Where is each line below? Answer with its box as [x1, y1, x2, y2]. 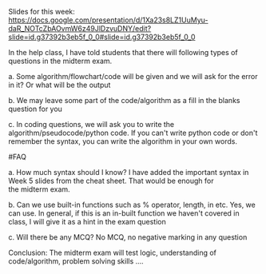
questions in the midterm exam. [8, 56, 113, 66]
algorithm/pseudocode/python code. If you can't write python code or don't [8, 128, 258, 137]
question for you [8, 104, 62, 113]
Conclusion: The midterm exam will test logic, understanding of [8, 248, 217, 257]
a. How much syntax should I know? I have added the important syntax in [8, 168, 249, 177]
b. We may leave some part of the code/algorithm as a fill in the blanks [8, 96, 240, 105]
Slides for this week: [8, 7, 76, 16]
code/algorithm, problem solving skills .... [8, 256, 144, 266]
